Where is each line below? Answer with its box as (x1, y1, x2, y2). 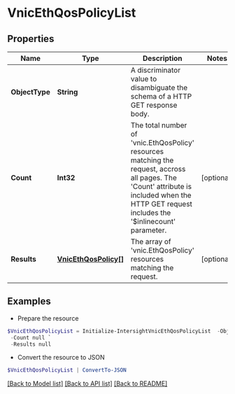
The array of (130, 237, 171, 246)
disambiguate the (130, 83, 188, 92)
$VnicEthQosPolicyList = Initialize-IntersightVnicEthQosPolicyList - (7, 328, 220, 335)
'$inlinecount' (130, 217, 176, 226)
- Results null (10, 341, 52, 348)
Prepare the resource (17, 314, 79, 323)
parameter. (130, 225, 167, 235)
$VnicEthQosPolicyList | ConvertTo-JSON (7, 367, 127, 374)
